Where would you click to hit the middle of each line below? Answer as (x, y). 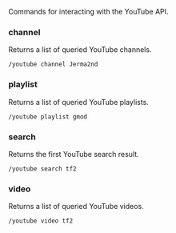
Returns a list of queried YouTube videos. (76, 207)
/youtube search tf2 (43, 169)
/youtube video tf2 (41, 221)
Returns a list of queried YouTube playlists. (79, 102)
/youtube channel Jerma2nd (53, 64)
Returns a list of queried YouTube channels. (80, 50)
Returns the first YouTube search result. (74, 154)
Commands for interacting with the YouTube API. (89, 12)
